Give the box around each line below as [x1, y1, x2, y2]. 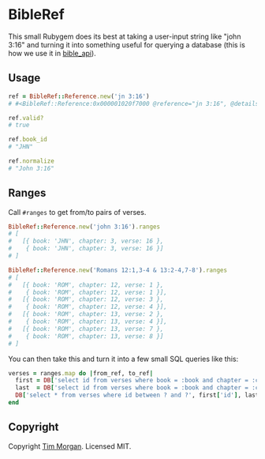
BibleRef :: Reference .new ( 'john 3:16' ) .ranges [8, 223, 160, 231]
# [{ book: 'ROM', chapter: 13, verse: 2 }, [8, 310, 164, 318]
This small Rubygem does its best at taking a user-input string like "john [8, 32, 241, 41]
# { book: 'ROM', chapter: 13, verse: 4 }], [8, 318, 168, 325]
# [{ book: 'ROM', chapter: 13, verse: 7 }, [8, 325, 164, 333]
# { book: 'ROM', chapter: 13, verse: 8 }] [8, 332, 164, 340]
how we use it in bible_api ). [8, 48, 96, 58]
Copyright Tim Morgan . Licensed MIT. [8, 441, 132, 451]
